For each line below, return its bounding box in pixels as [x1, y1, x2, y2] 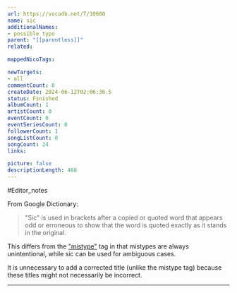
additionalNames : [7, 23, 59, 30]
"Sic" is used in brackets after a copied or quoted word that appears [24, 213, 223, 222]
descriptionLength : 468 [7, 167, 78, 174]
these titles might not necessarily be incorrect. [7, 271, 142, 279]
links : [7, 148, 27, 155]
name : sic [7, 17, 37, 24]
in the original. [24, 229, 67, 237]
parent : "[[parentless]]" [7, 37, 83, 44]
